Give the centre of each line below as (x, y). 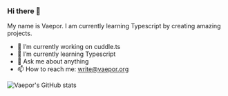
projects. (20, 33)
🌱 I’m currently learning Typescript (66, 54)
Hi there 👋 (24, 11)
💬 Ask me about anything (53, 61)
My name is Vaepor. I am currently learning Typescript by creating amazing (114, 26)
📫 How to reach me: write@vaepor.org (73, 69)
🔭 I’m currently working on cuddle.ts (69, 47)
